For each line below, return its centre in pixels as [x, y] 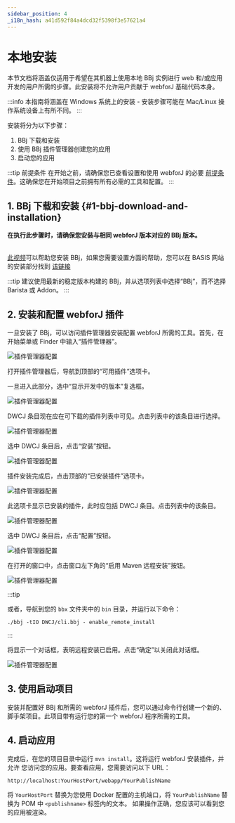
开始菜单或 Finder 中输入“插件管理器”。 [64, 342]
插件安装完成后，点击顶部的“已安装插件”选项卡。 [78, 476]
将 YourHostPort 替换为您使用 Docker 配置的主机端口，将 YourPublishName [114, 794]
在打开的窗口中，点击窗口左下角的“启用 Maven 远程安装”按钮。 [98, 566]
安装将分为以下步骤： [38, 125]
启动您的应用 [36, 158]
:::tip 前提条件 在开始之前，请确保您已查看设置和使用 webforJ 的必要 [106, 173]
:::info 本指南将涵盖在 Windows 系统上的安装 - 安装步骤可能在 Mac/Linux [112, 102]
